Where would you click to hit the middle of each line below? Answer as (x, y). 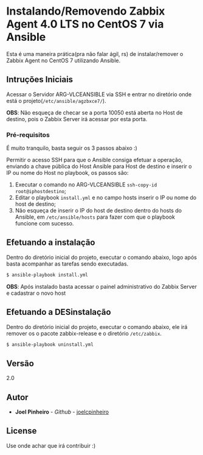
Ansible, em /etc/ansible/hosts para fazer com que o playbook (95, 217)
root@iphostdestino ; (40, 191)
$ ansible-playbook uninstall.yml (50, 344)
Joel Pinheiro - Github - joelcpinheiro (62, 412)
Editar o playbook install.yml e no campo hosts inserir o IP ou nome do (105, 198)
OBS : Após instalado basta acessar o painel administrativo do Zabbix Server (102, 286)
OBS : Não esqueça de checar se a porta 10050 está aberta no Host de (95, 112)
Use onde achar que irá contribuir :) (51, 445)
